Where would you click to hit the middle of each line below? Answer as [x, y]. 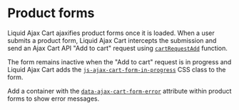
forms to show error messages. [54, 99]
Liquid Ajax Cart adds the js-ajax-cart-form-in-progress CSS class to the [117, 69]
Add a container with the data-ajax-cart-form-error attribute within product [119, 91]
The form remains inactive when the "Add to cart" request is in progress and [119, 61]
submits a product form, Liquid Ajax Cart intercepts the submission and [112, 40]
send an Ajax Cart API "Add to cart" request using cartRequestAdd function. [118, 48]
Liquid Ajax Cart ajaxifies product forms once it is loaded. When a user [111, 33]
